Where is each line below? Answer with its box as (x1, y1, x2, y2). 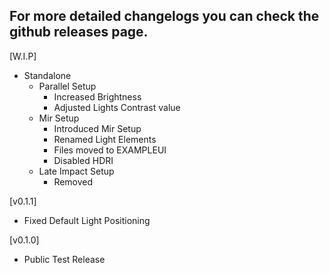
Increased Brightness (53, 90, 142, 103)
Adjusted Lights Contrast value (53, 101, 181, 113)
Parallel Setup (38, 80, 97, 92)
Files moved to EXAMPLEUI (53, 144, 167, 156)
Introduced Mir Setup (53, 122, 142, 134)
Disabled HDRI (53, 154, 114, 166)
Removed (53, 175, 94, 188)
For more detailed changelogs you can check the (9, 8, 320, 25)
